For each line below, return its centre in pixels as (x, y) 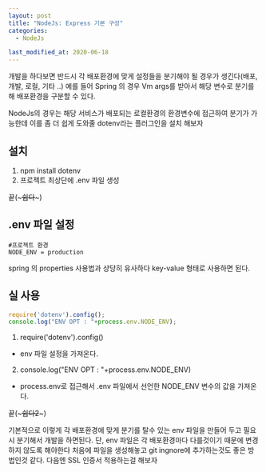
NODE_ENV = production (46, 252)
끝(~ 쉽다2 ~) (27, 414)
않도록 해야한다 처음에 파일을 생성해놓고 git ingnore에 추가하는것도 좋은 (134, 450)
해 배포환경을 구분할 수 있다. (52, 96)
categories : (28, 30)
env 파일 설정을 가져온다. (59, 354)
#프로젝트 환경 (28, 245)
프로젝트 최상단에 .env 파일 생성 (69, 180)
